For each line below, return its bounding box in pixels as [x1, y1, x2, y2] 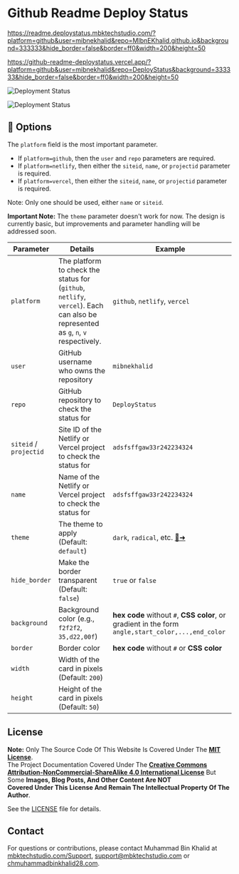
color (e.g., [58, 614, 95, 624]
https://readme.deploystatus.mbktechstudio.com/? [7, 29, 156, 37]
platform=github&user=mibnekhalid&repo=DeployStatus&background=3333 [7, 65, 231, 73]
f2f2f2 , [58, 622, 83, 632]
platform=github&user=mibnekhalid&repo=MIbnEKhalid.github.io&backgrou [7, 36, 229, 44]
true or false [112, 575, 156, 585]
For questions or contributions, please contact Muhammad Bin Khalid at [7, 844, 218, 853]
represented [58, 318, 100, 328]
